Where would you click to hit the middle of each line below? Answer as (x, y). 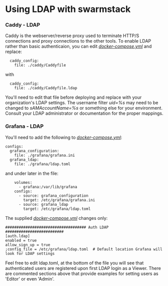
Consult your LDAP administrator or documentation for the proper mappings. (84, 113)
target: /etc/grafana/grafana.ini (59, 200)
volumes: (23, 182)
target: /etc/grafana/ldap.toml (57, 209)
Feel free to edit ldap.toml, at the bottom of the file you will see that (74, 263)
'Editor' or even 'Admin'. (30, 278)
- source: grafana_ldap (43, 204)
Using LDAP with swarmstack (68, 9)
